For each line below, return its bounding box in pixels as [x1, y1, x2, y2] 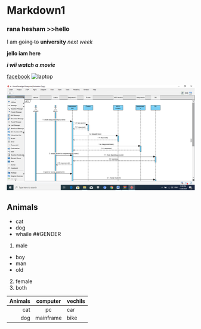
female [15, 278, 33, 285]
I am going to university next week [7, 38, 93, 45]
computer [36, 297, 61, 305]
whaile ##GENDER [15, 231, 61, 238]
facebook [7, 73, 30, 80]
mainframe [35, 314, 62, 322]
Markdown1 [7, 4, 66, 17]
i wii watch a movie [7, 61, 55, 69]
